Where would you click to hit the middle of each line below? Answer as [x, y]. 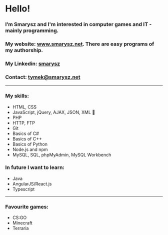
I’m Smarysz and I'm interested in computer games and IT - [78, 24]
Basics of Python [30, 144]
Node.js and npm [30, 149]
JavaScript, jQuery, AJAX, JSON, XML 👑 [54, 112]
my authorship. [24, 50]
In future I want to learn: [35, 167]
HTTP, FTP [23, 122]
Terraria [20, 228]
